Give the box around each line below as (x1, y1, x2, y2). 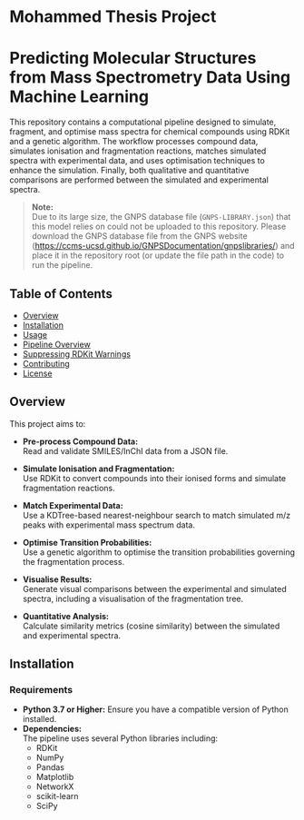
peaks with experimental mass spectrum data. (22, 519, 196, 530)
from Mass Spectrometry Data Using (9, 67, 291, 88)
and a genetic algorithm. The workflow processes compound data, (9, 136, 259, 147)
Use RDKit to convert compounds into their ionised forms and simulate (22, 472, 287, 483)
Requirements (9, 684, 74, 697)
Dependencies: (22, 724, 82, 735)
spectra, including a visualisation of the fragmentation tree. (22, 593, 244, 604)
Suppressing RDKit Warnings (22, 348, 132, 360)
